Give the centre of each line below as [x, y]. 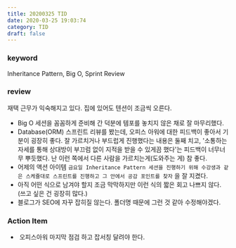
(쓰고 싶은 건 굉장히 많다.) [52, 193]
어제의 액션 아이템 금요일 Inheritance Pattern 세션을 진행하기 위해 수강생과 [119, 167]
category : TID [28, 27]
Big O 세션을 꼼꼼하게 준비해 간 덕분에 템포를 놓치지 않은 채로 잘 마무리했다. [121, 123]
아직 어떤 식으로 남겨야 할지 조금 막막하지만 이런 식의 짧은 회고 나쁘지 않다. [119, 185]
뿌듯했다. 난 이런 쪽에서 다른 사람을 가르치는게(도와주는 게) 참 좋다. [116, 158]
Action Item [27, 221]
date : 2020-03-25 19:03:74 [47, 20]
